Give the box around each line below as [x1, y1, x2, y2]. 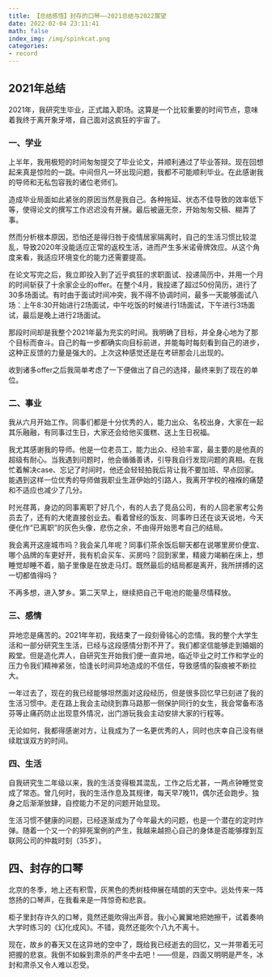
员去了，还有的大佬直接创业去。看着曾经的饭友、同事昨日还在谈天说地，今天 [8, 513, 264, 523]
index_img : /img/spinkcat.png [8, 34, 111, 43]
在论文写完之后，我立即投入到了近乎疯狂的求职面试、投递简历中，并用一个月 [8, 269, 264, 280]
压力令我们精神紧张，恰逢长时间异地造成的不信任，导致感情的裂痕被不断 [8, 661, 249, 670]
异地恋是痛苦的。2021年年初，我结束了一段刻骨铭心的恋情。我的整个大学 [8, 630, 252, 639]
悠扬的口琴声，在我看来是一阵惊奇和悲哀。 [8, 894, 151, 905]
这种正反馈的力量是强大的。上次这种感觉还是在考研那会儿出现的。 [8, 348, 228, 358]
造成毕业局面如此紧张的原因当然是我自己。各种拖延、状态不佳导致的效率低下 [8, 195, 264, 204]
